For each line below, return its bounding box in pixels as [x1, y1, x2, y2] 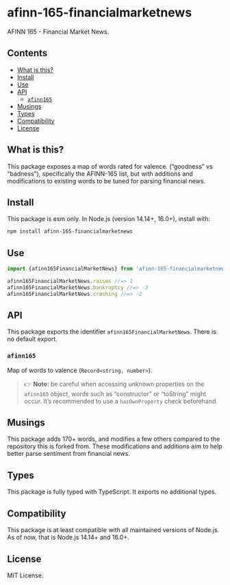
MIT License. [7, 571, 44, 580]
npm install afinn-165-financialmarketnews [7, 228, 133, 235]
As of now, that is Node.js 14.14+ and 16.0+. [7, 534, 130, 542]
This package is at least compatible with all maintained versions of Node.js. [7, 526, 220, 534]
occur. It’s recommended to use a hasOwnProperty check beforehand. [23, 397, 218, 405]
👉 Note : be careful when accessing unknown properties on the [23, 380, 205, 388]
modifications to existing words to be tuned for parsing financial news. [7, 176, 206, 185]
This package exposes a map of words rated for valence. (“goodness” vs [7, 162, 214, 170]
